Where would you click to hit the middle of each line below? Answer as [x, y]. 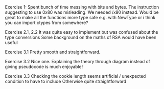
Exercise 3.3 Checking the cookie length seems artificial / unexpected [75, 76]
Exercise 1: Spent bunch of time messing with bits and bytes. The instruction [82, 7]
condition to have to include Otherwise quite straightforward [66, 81]
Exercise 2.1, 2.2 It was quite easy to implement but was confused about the [82, 32]
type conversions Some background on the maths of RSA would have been [81, 37]
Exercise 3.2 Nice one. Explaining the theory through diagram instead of [78, 61]
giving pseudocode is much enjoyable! [44, 67]
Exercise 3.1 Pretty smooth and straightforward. [53, 52]
